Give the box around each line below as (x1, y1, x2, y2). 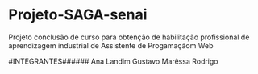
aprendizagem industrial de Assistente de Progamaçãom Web (8, 40, 214, 50)
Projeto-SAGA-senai (8, 6, 148, 24)
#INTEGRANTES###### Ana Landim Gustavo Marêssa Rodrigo (8, 56, 218, 66)
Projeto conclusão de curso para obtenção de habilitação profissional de (8, 32, 250, 42)
